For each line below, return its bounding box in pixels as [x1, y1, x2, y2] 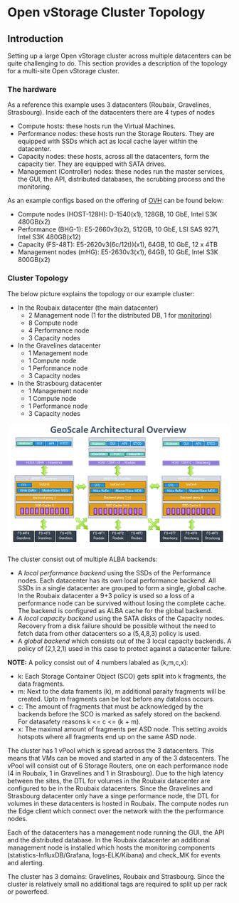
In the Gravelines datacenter [17, 341, 101, 350]
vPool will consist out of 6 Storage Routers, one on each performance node [7, 761, 229, 770]
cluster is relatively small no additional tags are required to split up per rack [7, 879, 228, 888]
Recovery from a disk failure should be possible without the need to [17, 621, 216, 630]
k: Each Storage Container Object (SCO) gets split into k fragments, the [17, 672, 226, 680]
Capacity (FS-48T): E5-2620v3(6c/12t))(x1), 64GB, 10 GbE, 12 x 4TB [17, 240, 218, 249]
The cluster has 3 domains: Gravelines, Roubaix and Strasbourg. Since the [7, 872, 225, 880]
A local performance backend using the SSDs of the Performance [17, 568, 211, 577]
